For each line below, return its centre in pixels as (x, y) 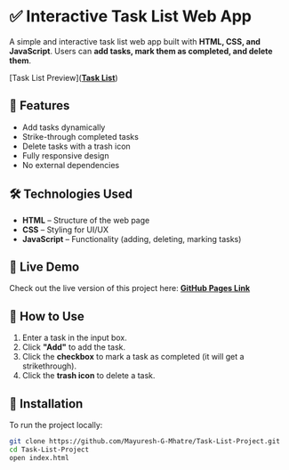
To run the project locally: (56, 425)
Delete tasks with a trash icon (76, 146)
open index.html (39, 458)
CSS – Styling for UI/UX (65, 230)
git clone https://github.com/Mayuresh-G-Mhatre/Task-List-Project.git (144, 442)
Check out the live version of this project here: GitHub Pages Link (130, 288)
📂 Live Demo (44, 267)
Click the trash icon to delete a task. (88, 376)
